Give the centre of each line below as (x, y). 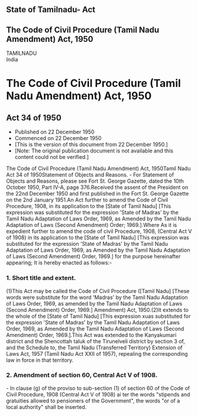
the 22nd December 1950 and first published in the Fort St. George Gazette (98, 194)
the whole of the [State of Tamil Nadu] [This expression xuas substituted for (98, 316)
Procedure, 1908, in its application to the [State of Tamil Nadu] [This (89, 206)
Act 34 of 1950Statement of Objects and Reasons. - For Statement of (90, 175)
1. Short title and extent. (41, 278)
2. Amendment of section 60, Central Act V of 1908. (82, 375)
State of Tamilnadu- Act (51, 10)
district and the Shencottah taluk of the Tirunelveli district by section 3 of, (95, 341)
